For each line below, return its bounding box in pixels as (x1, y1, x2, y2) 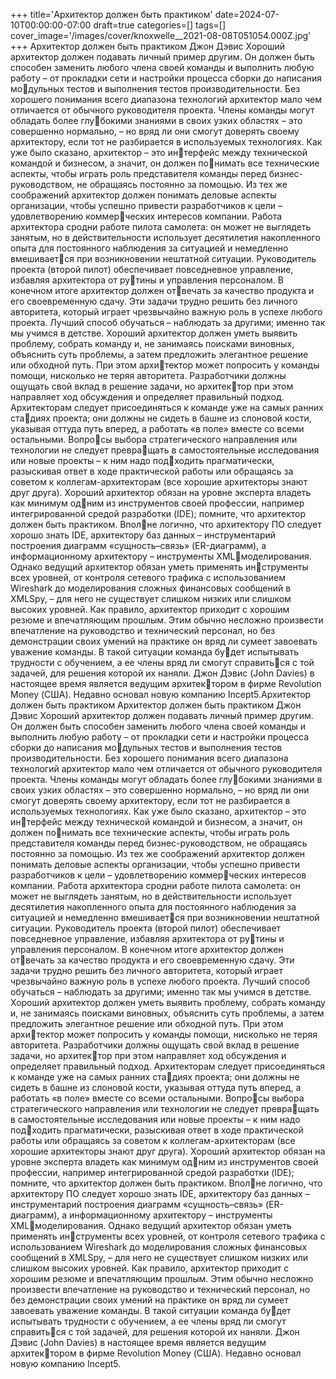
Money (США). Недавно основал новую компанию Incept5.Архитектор (10, 689, 312, 700)
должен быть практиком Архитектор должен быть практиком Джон (10, 699, 302, 711)
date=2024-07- (214, 9, 280, 20)
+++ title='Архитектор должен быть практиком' (10, 9, 213, 20)
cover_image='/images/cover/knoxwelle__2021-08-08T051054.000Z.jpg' (10, 30, 312, 41)
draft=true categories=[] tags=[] (93, 19, 227, 31)
